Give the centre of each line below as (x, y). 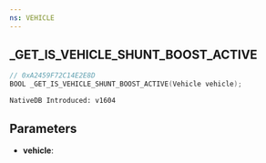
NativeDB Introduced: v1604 (63, 101)
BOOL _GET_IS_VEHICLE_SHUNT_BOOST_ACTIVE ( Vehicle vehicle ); (126, 84)
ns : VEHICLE (32, 18)
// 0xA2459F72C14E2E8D (52, 76)
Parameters (43, 128)
